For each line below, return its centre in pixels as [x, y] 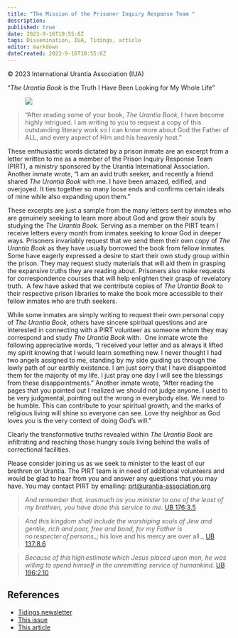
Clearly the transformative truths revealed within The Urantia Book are [110, 434]
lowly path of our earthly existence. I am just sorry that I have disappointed [117, 368]
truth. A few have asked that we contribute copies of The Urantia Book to [115, 286]
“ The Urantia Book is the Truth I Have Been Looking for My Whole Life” [111, 87]
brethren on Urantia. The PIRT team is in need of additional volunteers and [116, 471]
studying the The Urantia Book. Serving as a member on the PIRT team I [113, 225]
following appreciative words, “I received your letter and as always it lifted [115, 345]
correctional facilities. [39, 450]
